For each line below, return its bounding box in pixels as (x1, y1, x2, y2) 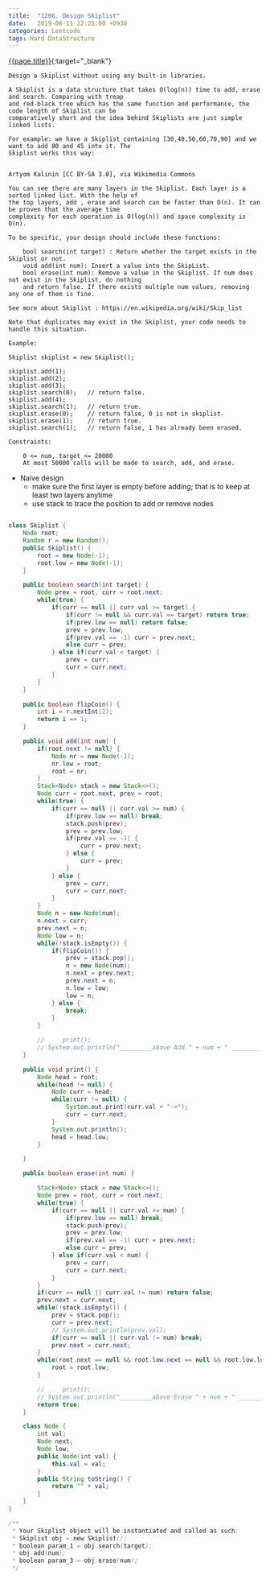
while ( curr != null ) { (51, 1095, 128, 1103)
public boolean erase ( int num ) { (22, 1169, 135, 1177)
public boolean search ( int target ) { (22, 581, 149, 589)
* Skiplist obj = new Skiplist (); (11, 1534, 128, 1542)
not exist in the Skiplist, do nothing (8, 276, 142, 284)
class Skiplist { (8, 522, 67, 530)
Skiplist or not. (8, 255, 67, 263)
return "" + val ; (51, 1482, 110, 1490)
